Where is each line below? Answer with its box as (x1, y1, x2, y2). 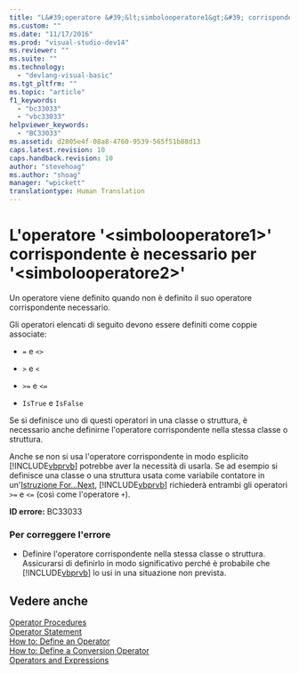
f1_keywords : (9, 95, 58, 105)
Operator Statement (9, 627, 82, 637)
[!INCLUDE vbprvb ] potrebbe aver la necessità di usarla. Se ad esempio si (9, 460, 279, 471)
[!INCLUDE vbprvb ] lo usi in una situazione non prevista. (21, 567, 227, 579)
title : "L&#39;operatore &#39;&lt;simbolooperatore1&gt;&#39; (9, 12, 245, 22)
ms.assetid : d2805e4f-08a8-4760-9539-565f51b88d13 (9, 137, 201, 146)
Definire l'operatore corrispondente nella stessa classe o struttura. (21, 548, 266, 559)
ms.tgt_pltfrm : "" (9, 79, 77, 88)
